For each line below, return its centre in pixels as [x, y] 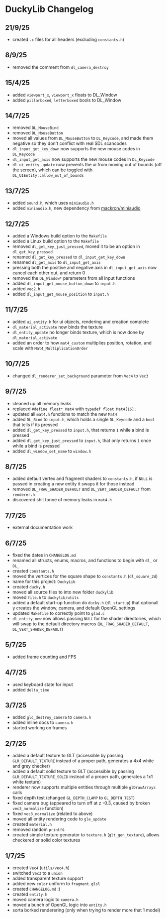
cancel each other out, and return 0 [49, 273]
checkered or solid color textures [46, 840]
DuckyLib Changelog [49, 9]
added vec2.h [26, 289]
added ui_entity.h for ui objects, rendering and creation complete [81, 322]
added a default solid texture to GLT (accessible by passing [73, 771]
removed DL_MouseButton [38, 133]
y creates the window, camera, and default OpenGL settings [74, 608]
